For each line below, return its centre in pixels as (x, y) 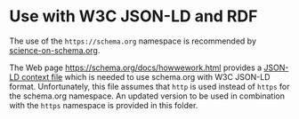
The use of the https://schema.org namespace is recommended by (133, 41)
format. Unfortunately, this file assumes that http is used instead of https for (150, 86)
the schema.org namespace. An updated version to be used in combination (147, 96)
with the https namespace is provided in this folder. (104, 105)
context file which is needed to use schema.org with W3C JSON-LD (145, 76)
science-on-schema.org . (55, 50)
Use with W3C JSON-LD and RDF (133, 16)
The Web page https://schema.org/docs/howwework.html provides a (136, 67)
